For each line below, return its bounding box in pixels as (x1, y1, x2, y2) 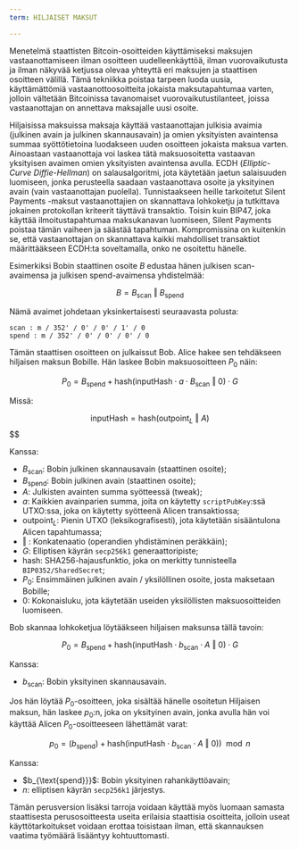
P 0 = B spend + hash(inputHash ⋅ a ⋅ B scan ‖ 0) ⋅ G (62, 376, 238, 389)
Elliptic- (242, 157, 271, 168)
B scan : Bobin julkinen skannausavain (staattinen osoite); (21, 463, 228, 476)
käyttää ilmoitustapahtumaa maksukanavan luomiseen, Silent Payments (9, 214, 272, 225)
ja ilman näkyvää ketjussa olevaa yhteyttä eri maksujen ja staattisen (9, 64, 258, 75)
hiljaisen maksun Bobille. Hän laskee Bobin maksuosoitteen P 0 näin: (9, 356, 258, 370)
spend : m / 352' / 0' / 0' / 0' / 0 (9, 331, 150, 340)
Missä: (9, 396, 34, 406)
